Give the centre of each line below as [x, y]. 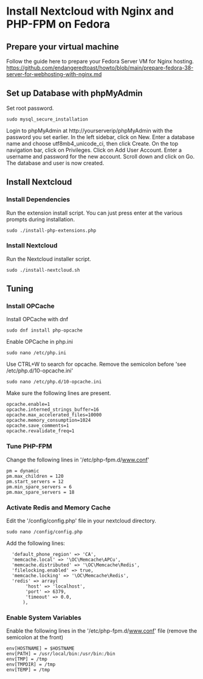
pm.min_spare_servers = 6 [39, 487]
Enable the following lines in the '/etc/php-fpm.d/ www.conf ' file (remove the [102, 631]
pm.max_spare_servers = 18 [40, 492]
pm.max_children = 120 [35, 476]
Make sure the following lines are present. [59, 393]
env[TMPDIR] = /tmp [31, 665]
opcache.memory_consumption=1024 [49, 421]
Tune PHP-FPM [29, 446]
